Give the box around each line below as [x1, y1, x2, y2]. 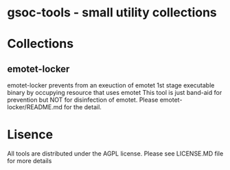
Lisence [7, 127, 54, 143]
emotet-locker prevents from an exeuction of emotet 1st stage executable [7, 81, 215, 89]
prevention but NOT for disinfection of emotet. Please [7, 96, 159, 104]
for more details [7, 157, 52, 165]
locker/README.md [7, 103, 63, 111]
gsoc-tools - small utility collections [7, 5, 218, 20]
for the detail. [64, 103, 102, 111]
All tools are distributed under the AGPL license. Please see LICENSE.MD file [7, 150, 224, 158]
